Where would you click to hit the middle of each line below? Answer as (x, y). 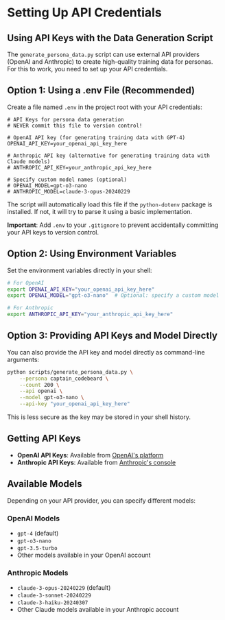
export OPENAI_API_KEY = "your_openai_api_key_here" (81, 289)
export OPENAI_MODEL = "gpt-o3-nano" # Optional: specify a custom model (113, 296)
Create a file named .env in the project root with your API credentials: (105, 107)
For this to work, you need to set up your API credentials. (87, 69)
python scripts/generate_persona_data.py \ (70, 372)
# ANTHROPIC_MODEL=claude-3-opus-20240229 (69, 191)
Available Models (45, 484)
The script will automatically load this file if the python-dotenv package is (110, 204)
